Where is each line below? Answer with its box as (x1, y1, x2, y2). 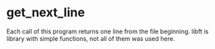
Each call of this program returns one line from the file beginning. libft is (6, 27, 209, 35)
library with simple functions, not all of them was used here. (6, 34, 175, 42)
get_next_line (6, 5, 85, 20)
